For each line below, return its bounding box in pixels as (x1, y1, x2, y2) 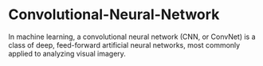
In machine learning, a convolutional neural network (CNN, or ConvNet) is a (8, 32, 257, 41)
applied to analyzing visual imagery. (8, 49, 126, 58)
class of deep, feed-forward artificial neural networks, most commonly (8, 40, 241, 49)
